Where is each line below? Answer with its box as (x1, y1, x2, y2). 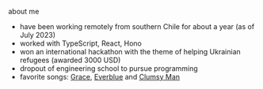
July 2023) (19, 31, 55, 39)
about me (8, 7, 40, 16)
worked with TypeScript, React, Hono (19, 39, 143, 48)
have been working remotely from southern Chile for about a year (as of (19, 22, 255, 31)
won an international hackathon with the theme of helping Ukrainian (19, 47, 242, 56)
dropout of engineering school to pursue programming (19, 64, 198, 73)
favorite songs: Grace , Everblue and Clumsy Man (19, 72, 181, 81)
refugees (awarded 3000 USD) (19, 55, 121, 65)
